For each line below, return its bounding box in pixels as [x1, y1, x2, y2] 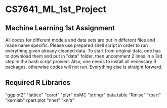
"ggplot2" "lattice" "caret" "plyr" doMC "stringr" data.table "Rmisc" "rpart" [5, 92, 161, 98]
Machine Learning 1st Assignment [5, 24, 115, 32]
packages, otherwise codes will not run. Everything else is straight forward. [5, 64, 163, 70]
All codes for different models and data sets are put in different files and [5, 37, 155, 43]
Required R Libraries [5, 78, 71, 87]
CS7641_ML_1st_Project [5, 4, 107, 15]
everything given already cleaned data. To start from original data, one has [5, 48, 161, 53]
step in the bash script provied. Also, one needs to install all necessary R [5, 59, 157, 64]
